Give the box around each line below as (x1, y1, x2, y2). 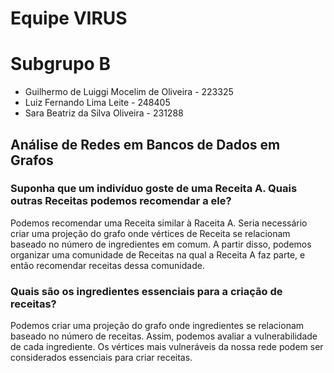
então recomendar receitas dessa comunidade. (10, 259, 205, 271)
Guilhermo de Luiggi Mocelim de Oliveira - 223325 (24, 86, 234, 98)
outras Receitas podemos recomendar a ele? (10, 194, 232, 208)
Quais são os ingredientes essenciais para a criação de (10, 284, 283, 298)
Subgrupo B (10, 53, 111, 76)
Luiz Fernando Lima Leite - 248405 (24, 97, 171, 109)
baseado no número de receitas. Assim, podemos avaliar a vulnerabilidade (10, 330, 318, 342)
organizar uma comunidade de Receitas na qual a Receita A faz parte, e (10, 248, 306, 261)
